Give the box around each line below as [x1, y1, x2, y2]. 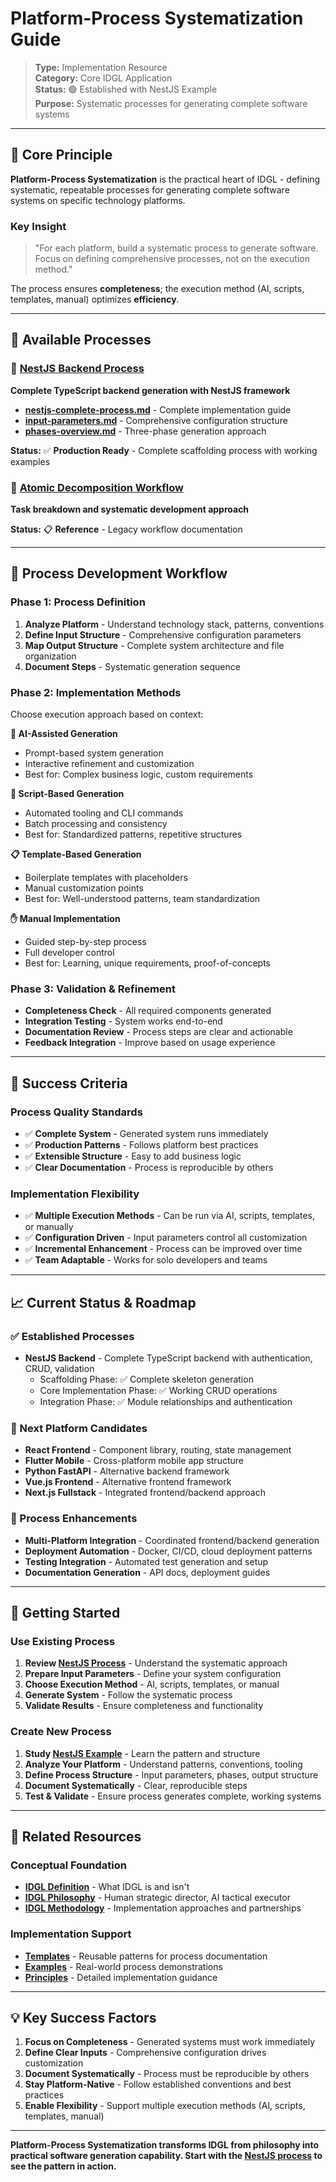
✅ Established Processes [10, 1329, 135, 1343]
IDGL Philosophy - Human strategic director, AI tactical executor [24, 1892, 291, 1904]
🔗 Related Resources [10, 1828, 142, 1845]
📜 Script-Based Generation [10, 788, 125, 800]
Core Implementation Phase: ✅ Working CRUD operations [39, 1384, 278, 1396]
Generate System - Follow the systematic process [24, 1689, 233, 1701]
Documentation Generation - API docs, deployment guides [24, 1566, 271, 1578]
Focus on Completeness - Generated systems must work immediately [24, 2036, 316, 2048]
